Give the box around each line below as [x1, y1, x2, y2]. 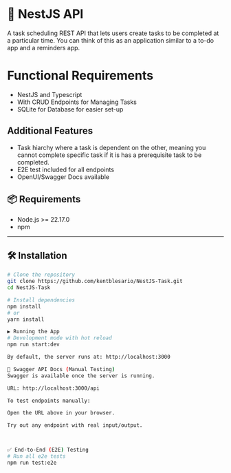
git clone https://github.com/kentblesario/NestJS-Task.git [7, 278, 184, 285]
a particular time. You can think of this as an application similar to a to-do [7, 36, 214, 44]
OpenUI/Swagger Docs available [16, 172, 110, 181]
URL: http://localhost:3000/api [7, 385, 100, 392]
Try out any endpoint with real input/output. [7, 422, 143, 429]
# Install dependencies [7, 296, 76, 304]
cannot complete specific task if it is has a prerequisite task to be [16, 151, 202, 159]
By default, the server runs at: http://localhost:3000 [7, 354, 170, 361]
